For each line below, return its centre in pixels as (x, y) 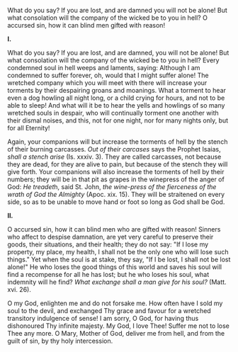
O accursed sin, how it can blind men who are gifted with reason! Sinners (114, 229)
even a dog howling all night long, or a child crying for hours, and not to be (116, 98)
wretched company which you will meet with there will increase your (107, 83)
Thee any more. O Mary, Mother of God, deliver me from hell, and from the (116, 333)
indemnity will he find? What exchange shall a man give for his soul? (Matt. (117, 282)
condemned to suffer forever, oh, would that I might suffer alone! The (108, 75)
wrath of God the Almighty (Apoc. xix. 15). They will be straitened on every (116, 194)
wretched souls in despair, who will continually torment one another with (113, 113)
